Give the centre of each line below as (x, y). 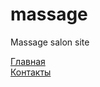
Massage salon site (50, 42)
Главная (28, 61)
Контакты (31, 72)
